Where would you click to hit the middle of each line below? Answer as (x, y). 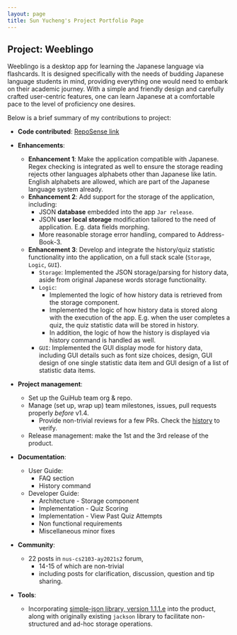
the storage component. (85, 303)
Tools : (27, 595)
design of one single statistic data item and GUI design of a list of (134, 363)
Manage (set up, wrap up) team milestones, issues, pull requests (122, 406)
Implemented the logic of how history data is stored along (133, 310)
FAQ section (56, 478)
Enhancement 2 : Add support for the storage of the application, (121, 197)
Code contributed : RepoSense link (68, 131)
